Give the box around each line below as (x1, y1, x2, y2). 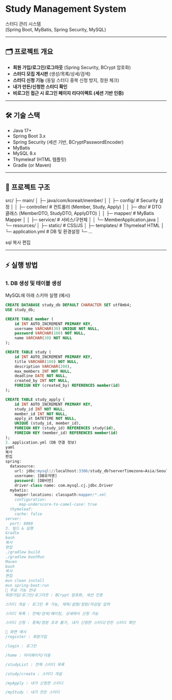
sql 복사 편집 (5, 239, 31, 246)
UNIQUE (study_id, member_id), (14, 421, 81, 426)
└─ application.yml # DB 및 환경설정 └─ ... (5, 229, 93, 235)
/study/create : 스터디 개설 (5, 671, 62, 676)
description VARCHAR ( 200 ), (14, 364, 72, 369)
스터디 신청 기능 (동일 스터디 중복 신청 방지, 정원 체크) (12, 77, 119, 83)
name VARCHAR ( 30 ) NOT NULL (14, 335, 72, 341)
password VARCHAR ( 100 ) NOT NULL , (14, 331, 86, 336)
